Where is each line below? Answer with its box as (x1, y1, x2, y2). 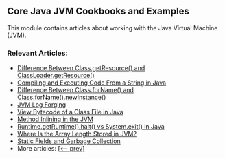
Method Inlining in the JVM (16, 115, 94, 123)
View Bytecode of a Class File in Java (16, 108, 123, 116)
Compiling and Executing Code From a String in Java (16, 78, 167, 87)
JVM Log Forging (16, 100, 67, 109)
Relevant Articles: (7, 48, 69, 58)
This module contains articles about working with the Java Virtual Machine (7, 23, 218, 32)
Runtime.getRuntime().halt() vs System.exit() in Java (16, 123, 165, 131)
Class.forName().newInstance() (16, 93, 106, 102)
